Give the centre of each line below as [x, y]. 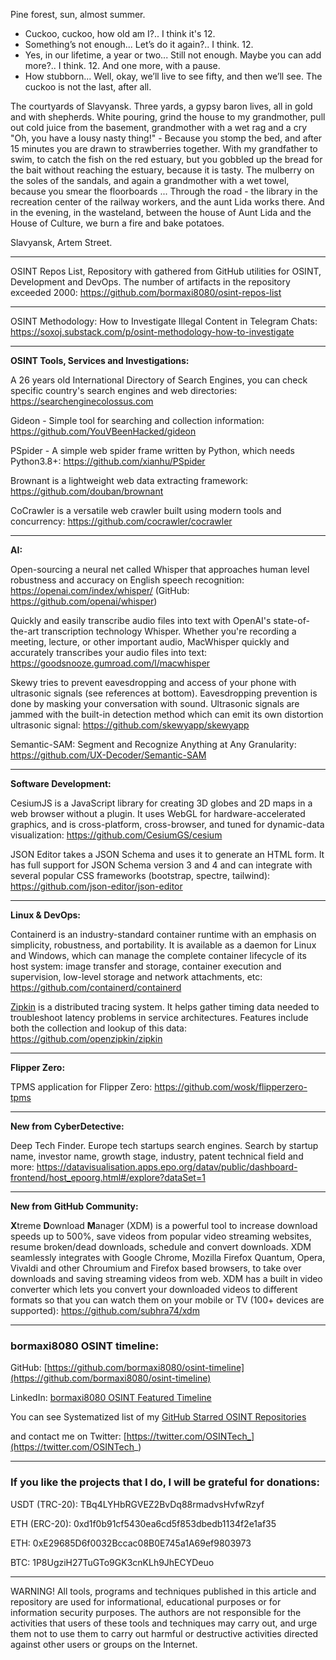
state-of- [291, 620]
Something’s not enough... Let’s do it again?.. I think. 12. [139, 44]
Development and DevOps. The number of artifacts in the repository [150, 282]
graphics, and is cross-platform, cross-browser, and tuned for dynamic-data [167, 824]
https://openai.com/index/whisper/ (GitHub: [100, 590]
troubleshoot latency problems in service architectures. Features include [159, 1017]
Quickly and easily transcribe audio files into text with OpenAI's [141, 620]
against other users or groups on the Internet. [104, 1644]
